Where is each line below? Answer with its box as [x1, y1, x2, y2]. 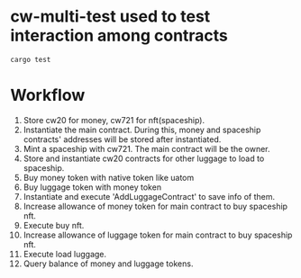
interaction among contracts [10, 25, 229, 46]
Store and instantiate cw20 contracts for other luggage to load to [23, 153, 265, 164]
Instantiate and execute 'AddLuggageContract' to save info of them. [23, 191, 276, 202]
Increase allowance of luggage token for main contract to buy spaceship [23, 229, 293, 240]
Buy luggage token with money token [23, 182, 161, 193]
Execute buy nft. [23, 220, 85, 230]
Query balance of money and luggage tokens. [23, 258, 194, 269]
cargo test [10, 55, 51, 64]
